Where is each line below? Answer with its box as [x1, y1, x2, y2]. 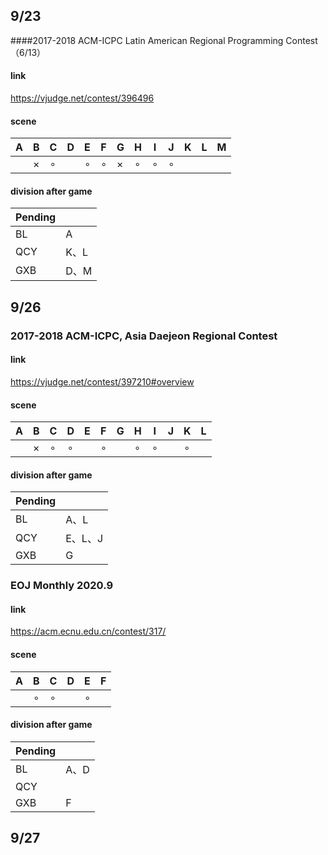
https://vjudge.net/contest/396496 [10, 92, 155, 104]
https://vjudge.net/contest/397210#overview [10, 375, 195, 388]
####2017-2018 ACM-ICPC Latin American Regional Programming [10, 34, 284, 46]
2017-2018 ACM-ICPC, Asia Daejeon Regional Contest [10, 329, 278, 343]
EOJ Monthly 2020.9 [10, 579, 114, 593]
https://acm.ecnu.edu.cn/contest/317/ [10, 625, 167, 638]
